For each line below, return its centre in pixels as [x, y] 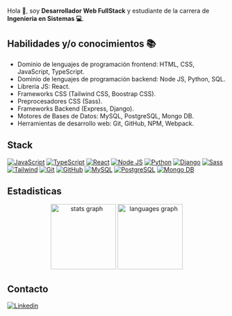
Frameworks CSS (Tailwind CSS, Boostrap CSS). [86, 93]
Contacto [28, 289]
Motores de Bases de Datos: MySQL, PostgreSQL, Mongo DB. [106, 116]
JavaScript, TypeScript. [51, 71]
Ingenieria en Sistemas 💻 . [46, 18]
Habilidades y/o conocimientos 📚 [82, 44]
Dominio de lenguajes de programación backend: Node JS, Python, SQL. [121, 79]
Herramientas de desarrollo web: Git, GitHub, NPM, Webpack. [106, 123]
